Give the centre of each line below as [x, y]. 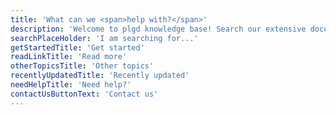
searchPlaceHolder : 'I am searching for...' [104, 38]
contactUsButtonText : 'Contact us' [84, 94]
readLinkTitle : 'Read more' [69, 57]
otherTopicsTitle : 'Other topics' [82, 66]
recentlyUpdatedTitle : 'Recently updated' [100, 76]
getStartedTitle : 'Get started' [77, 47]
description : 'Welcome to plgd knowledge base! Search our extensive [158, 29]
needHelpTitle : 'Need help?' [71, 85]
